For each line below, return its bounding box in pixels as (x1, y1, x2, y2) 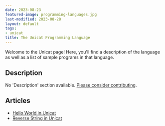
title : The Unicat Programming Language (5, 35, 91, 40)
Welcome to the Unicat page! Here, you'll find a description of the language (5, 48, 161, 55)
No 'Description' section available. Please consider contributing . (5, 82, 137, 88)
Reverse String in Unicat (12, 115, 62, 121)
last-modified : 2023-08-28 (5, 16, 61, 21)
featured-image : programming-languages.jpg (5, 12, 97, 17)
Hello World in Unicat (12, 109, 56, 115)
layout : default (5, 21, 39, 26)
